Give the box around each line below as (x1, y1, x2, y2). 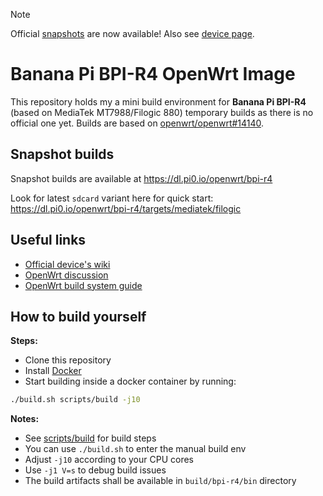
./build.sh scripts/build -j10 (10, 395, 141, 405)
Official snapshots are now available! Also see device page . (10, 28, 255, 39)
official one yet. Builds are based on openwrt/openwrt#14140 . (10, 117, 265, 129)
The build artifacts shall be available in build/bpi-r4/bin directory (24, 475, 297, 487)
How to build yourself (10, 308, 147, 325)
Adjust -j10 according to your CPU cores (24, 454, 194, 466)
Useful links (10, 232, 87, 249)
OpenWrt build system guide (24, 279, 143, 291)
